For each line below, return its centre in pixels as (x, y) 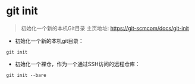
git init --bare (26, 75)
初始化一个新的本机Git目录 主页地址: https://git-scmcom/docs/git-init (105, 28)
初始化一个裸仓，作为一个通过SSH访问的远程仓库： (78, 64)
